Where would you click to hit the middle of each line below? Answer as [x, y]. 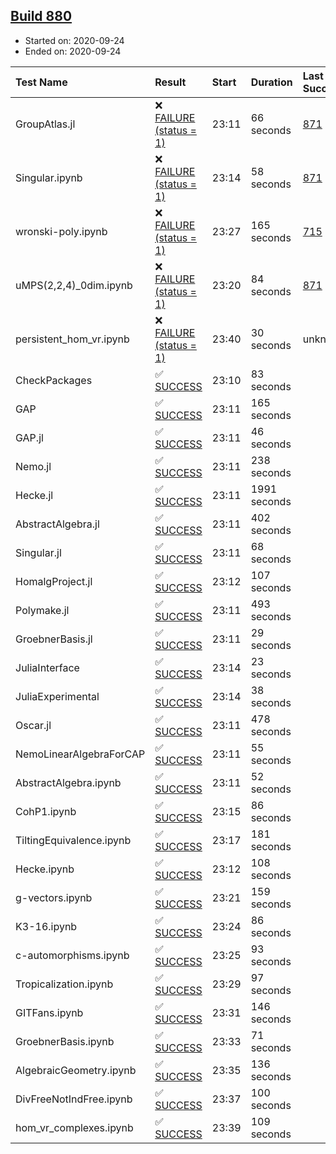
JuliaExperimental [57, 696]
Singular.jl [38, 552]
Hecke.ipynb [45, 869]
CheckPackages [54, 380]
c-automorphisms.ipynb [72, 955]
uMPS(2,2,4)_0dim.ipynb [74, 285]
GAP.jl [29, 437]
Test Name [41, 82]
